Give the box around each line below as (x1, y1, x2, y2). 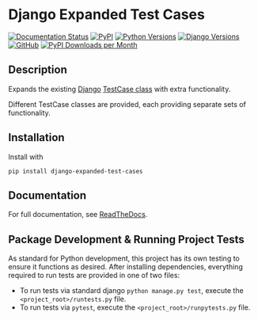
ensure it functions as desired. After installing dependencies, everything (8, 262, 243, 272)
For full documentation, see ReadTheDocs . (8, 210, 148, 219)
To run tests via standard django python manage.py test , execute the (19, 286, 244, 295)
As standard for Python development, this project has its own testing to (8, 253, 240, 263)
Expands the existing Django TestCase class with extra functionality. (8, 84, 231, 93)
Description (8, 63, 67, 77)
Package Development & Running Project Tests (8, 232, 245, 246)
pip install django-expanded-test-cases (8, 167, 144, 175)
